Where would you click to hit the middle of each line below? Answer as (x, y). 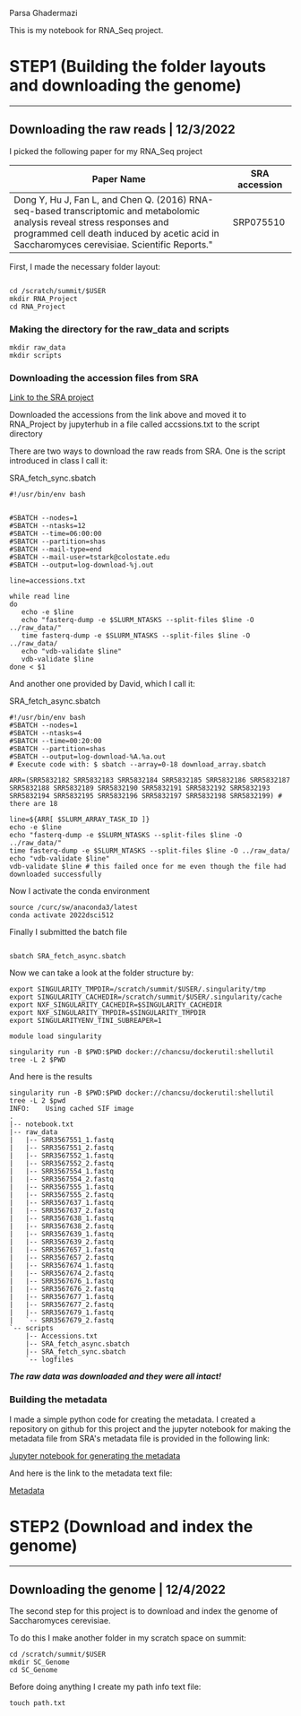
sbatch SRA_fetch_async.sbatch (68, 957)
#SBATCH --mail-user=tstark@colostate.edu (90, 558)
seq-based (38, 211)
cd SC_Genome (34, 1670)
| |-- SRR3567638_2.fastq (62, 1226)
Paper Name (119, 178)
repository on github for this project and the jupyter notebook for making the (150, 1428)
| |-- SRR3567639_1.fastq (62, 1235)
